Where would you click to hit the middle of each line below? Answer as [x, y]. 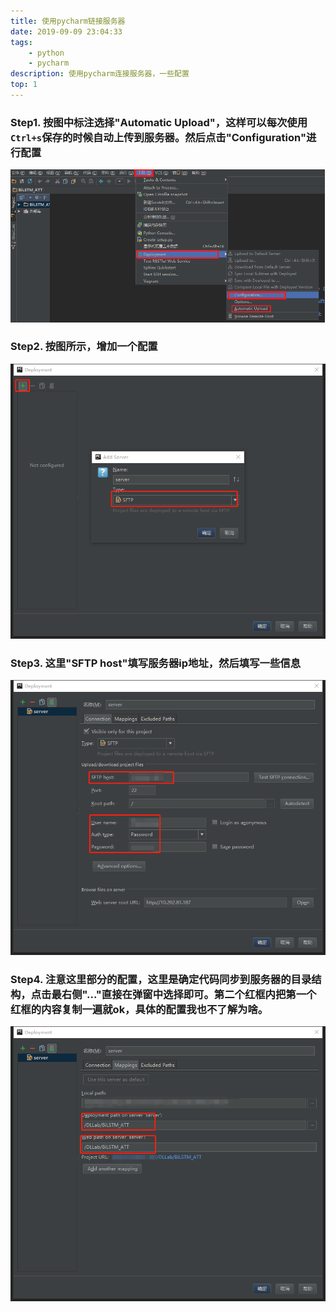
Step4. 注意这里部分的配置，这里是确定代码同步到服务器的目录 [161, 979]
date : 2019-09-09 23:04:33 [66, 31]
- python [46, 53]
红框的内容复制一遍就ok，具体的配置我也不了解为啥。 [139, 1009]
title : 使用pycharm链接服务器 [68, 21]
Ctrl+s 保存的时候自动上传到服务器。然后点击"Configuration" [158, 137]
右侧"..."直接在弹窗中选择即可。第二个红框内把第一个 [189, 994]
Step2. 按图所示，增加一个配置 [84, 347]
